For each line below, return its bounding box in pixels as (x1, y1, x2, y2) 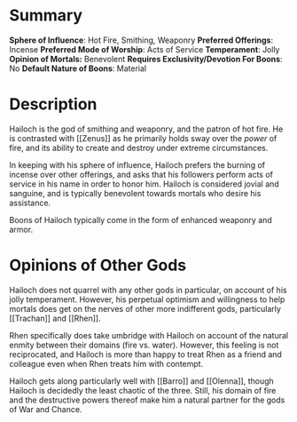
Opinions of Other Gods (9, 255, 187, 275)
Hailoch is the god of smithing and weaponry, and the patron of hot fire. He (9, 123, 284, 134)
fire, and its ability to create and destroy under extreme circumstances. (9, 142, 269, 153)
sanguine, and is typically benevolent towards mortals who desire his (9, 187, 262, 198)
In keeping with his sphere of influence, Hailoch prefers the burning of (9, 159, 266, 170)
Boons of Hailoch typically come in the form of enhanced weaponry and (9, 214, 272, 225)
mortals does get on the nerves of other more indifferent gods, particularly (9, 303, 282, 314)
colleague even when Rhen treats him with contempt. (9, 358, 204, 369)
